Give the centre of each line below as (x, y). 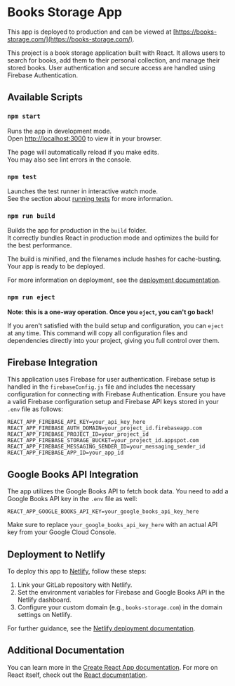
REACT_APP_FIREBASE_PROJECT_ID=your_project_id (78, 434)
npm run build (31, 216)
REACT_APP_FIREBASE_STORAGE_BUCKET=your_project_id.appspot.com (103, 441)
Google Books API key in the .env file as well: (73, 499)
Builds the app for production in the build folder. (77, 231)
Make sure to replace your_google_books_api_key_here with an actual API (113, 525)
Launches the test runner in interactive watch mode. (83, 191)
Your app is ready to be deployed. (56, 266)
